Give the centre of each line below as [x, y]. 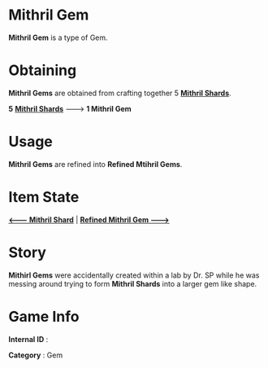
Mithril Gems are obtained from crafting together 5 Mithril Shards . [120, 93]
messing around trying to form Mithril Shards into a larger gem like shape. [133, 283]
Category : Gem [36, 355]
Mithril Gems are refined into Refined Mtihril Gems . [95, 164]
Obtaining [43, 70]
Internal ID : [28, 339]
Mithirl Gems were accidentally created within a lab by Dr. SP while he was [134, 275]
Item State [44, 197]
